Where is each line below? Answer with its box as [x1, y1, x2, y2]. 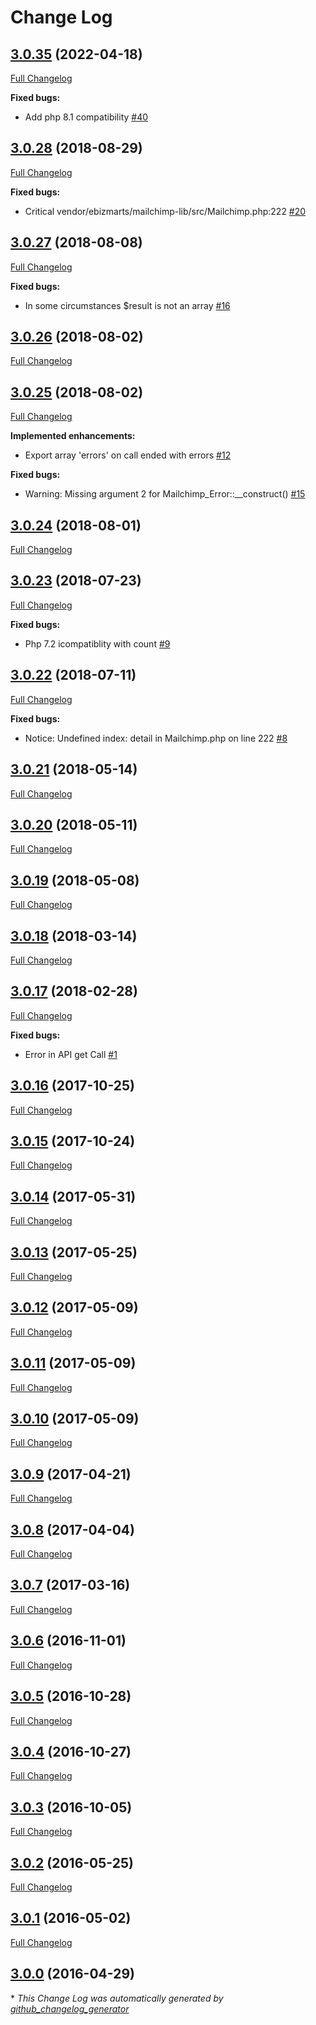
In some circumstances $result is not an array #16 [24, 299, 231, 311]
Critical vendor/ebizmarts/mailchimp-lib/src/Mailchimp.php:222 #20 [24, 205, 307, 217]
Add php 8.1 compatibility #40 [24, 111, 149, 123]
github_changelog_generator [10, 2002, 130, 2015]
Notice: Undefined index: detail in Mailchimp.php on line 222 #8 [24, 732, 288, 744]
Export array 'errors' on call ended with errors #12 [24, 449, 232, 461]
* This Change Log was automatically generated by [10, 1992, 224, 2004]
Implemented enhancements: [10, 430, 136, 442]
